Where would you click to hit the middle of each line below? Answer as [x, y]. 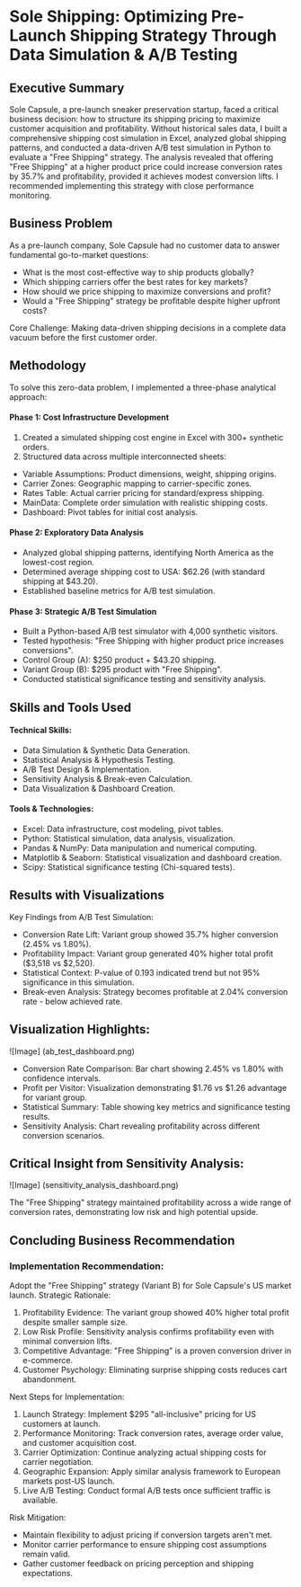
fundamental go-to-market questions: [79, 254]
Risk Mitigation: [38, 1518]
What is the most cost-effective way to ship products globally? [138, 272]
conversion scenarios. [63, 1135]
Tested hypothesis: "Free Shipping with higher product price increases [153, 641]
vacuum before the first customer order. [83, 337]
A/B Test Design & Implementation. [87, 769]
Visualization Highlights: [80, 1029]
